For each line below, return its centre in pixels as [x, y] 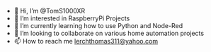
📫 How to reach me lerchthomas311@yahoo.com [86, 41]
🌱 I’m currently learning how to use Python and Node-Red [98, 26]
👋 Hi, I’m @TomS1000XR [50, 11]
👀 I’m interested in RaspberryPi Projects [72, 18]
